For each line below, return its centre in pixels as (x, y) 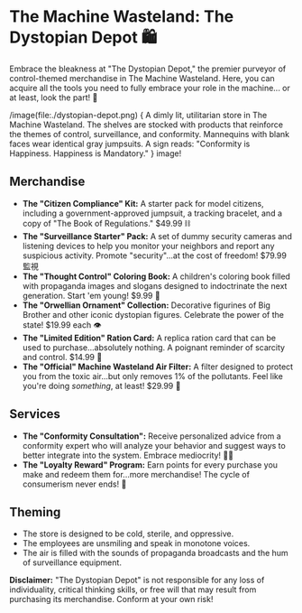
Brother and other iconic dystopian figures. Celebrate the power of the (153, 314)
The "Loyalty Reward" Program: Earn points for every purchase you (150, 464)
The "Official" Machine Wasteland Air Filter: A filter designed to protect (158, 367)
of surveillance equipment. (72, 562)
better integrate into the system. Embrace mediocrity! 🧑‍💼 (128, 455)
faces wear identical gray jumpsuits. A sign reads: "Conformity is (130, 144)
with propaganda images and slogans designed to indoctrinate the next (155, 285)
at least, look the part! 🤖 (54, 98)
